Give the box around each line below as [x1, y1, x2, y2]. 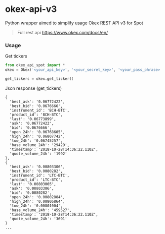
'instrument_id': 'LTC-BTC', [9, 173, 70, 178]
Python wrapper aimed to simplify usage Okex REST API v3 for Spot [5, 20, 143, 26]
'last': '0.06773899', [9, 117, 56, 121]
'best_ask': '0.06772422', [9, 99, 65, 104]
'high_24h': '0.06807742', [9, 134, 65, 139]
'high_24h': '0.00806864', [9, 199, 65, 204]
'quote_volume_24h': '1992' [9, 151, 68, 156]
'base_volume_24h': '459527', [9, 207, 72, 213]
